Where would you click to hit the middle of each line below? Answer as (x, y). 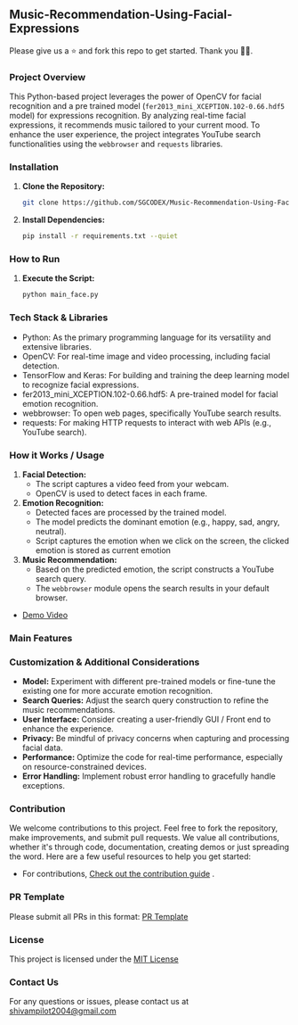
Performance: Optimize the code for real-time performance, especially (152, 757)
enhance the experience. (68, 729)
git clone (40, 203)
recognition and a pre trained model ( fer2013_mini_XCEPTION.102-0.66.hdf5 (147, 106)
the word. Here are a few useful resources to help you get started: (130, 856)
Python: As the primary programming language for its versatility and (146, 337)
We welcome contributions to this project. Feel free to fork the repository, (144, 828)
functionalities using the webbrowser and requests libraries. (116, 144)
